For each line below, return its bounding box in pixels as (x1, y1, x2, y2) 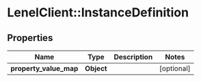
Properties (7, 32, 53, 44)
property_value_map (10, 64, 79, 73)
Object (85, 64, 107, 73)
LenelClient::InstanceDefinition (7, 5, 189, 20)
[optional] (159, 64, 191, 73)
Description (113, 53, 153, 61)
